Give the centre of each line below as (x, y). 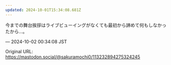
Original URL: (19, 51)
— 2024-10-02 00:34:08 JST (36, 42)
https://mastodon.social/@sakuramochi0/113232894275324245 (73, 57)
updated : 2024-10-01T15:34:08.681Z (43, 10)
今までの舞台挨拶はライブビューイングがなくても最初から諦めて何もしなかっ (86, 25)
